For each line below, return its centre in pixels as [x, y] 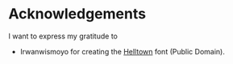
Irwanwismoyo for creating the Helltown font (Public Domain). [123, 51]
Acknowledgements [77, 14]
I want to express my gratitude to [63, 36]
